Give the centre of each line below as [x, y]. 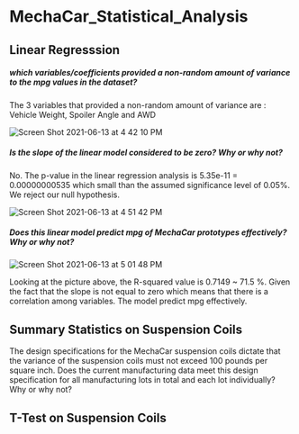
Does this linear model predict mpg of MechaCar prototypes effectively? [148, 232]
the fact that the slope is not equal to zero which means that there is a [139, 292]
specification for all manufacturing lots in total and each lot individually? [143, 380]
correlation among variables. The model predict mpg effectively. [128, 301]
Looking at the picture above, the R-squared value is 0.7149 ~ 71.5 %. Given [150, 282]
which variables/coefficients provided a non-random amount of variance [150, 73]
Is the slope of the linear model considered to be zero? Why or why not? [146, 153]
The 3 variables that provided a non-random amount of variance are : [138, 104]
